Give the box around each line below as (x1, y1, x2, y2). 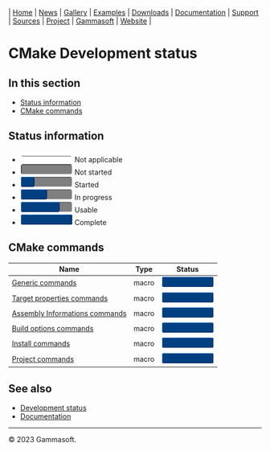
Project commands (11, 354, 75, 363)
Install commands (11, 338, 71, 349)
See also (8, 382, 52, 396)
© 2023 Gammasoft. (8, 434, 77, 444)
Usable (74, 205, 98, 215)
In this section (8, 76, 81, 90)
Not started (74, 167, 112, 177)
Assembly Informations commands (11, 308, 127, 318)
